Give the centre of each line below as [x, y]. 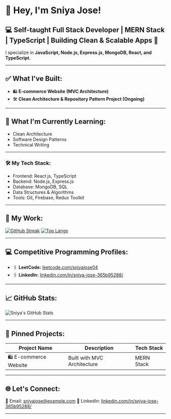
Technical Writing [31, 145]
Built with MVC [85, 357]
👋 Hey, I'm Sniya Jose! [53, 10]
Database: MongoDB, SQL [40, 187]
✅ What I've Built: [34, 79]
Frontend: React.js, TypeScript [44, 176]
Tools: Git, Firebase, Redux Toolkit [48, 198]
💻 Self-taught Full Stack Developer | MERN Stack [85, 30]
